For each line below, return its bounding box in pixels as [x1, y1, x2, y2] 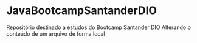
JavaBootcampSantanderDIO [6, 4, 157, 18]
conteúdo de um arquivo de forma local [6, 30, 105, 37]
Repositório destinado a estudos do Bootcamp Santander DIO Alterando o [6, 24, 192, 31]
